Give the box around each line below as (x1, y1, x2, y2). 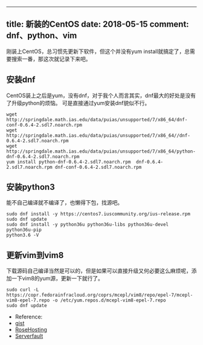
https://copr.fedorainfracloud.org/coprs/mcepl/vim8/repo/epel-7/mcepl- (6, 292, 193, 299)
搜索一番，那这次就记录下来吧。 (11, 55, 91, 62)
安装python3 (6, 182, 56, 192)
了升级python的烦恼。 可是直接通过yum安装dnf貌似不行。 (6, 99, 150, 106)
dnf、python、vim (6, 31, 77, 41)
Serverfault (14, 332, 43, 340)
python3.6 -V (6, 232, 39, 238)
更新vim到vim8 (6, 250, 64, 260)
